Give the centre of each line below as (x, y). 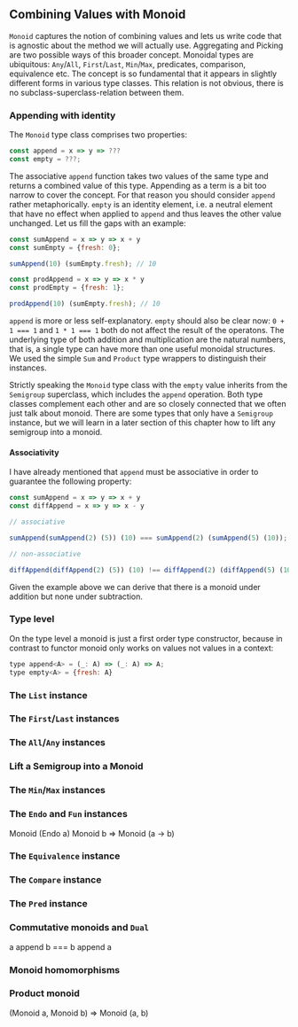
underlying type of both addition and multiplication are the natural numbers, (148, 339)
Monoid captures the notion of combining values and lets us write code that (145, 35)
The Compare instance (55, 880)
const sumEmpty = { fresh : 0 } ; (65, 247)
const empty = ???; (45, 159)
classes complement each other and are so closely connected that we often (148, 404)
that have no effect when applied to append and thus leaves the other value (145, 214)
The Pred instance (49, 904)
